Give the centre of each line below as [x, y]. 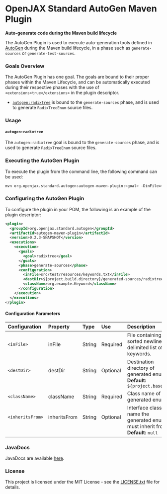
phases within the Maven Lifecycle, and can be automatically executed [78, 82]
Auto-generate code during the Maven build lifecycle [61, 33]
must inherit [141, 426]
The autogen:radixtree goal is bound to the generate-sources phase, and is [83, 143]
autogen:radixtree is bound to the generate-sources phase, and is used [85, 102]
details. [13, 487]
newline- [154, 341]
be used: [14, 176]
